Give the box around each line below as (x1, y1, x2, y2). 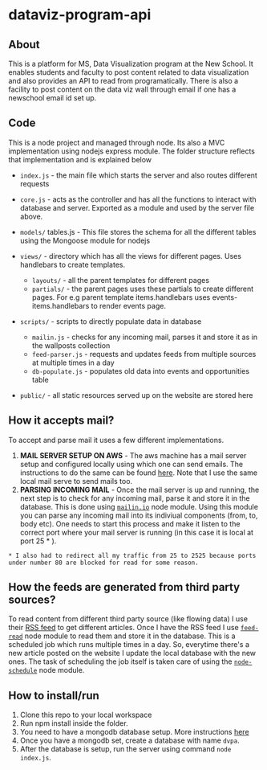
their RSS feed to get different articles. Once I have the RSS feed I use (8, 623, 239, 633)
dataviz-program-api (8, 6, 152, 24)
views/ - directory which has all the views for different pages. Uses (19, 251, 242, 260)
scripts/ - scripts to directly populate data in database (19, 316, 202, 326)
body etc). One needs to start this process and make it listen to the (19, 518, 241, 528)
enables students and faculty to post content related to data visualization (8, 68, 249, 77)
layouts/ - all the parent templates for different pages (31, 275, 210, 285)
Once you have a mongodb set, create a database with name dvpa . (19, 735, 240, 745)
